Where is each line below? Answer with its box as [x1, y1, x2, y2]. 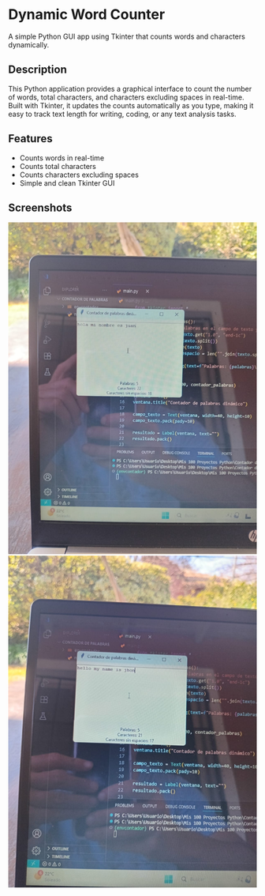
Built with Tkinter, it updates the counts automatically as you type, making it [8, 100, 254, 110]
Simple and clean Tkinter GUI [19, 178, 115, 187]
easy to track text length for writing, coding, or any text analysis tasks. [8, 109, 237, 119]
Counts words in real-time [19, 152, 105, 163]
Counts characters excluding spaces [19, 170, 140, 179]
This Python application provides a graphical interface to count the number [8, 84, 252, 93]
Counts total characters [19, 161, 96, 171]
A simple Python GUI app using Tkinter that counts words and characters [8, 32, 246, 41]
